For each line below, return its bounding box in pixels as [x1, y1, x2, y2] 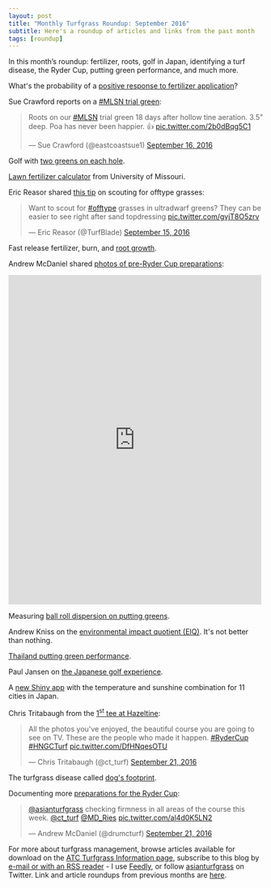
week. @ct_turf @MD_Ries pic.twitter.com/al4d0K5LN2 [28, 813, 213, 822]
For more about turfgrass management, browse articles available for [8, 844, 235, 854]
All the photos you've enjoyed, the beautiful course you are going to [28, 723, 255, 734]
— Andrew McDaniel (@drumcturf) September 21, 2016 [28, 828, 213, 838]
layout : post [8, 11, 53, 20]
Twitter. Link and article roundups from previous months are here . [8, 869, 227, 880]
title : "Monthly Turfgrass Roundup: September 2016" [8, 19, 190, 28]
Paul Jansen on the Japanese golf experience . [8, 667, 163, 677]
